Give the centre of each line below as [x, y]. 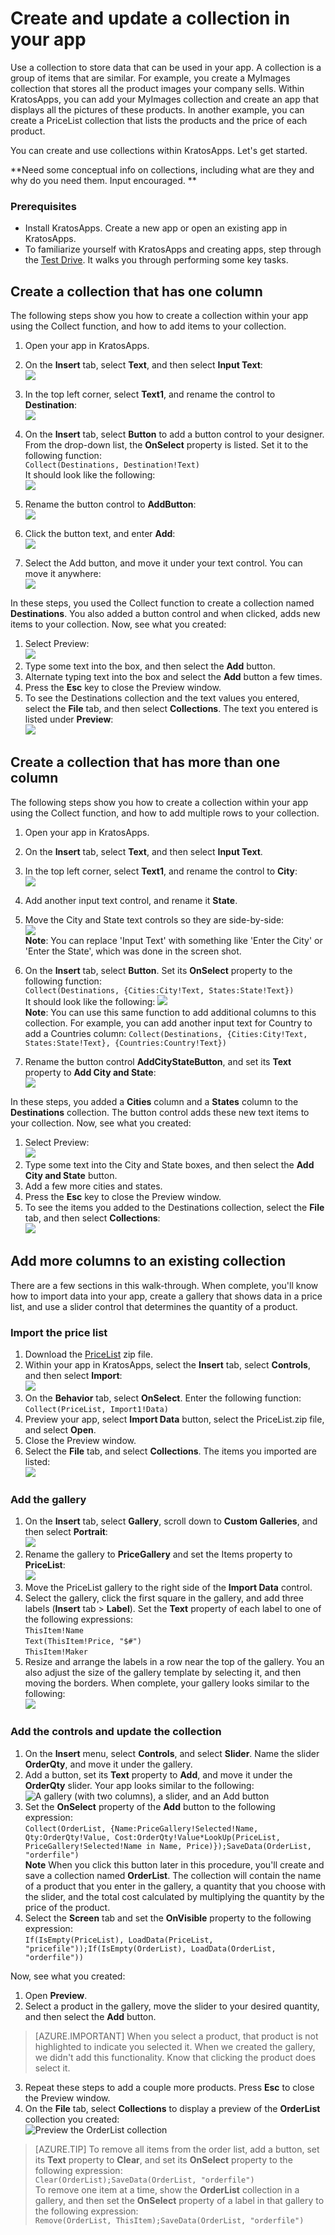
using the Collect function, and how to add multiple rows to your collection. [165, 813]
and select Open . [60, 1429]
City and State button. [71, 1175]
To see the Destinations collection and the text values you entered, [162, 698]
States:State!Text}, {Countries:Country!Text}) [125, 1043]
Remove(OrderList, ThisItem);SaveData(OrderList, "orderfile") [169, 2220]
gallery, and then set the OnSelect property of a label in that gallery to [179, 2200]
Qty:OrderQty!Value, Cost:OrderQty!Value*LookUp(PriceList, [152, 1837]
